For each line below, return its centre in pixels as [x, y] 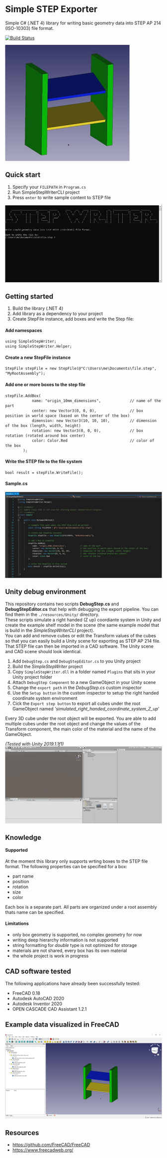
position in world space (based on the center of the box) [68, 416]
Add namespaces [24, 330]
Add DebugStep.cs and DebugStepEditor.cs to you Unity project [76, 661]
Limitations [17, 924]
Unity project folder [32, 677]
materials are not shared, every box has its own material [70, 951]
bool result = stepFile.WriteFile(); [44, 472]
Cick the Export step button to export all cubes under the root [76, 703]
